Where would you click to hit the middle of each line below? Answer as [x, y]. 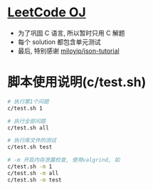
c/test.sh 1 [25, 108]
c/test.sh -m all [33, 173]
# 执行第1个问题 [28, 101]
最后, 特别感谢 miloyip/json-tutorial [68, 51]
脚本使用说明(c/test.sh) [77, 82]
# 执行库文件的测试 [32, 141]
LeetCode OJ [47, 12]
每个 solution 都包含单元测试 [59, 42]
